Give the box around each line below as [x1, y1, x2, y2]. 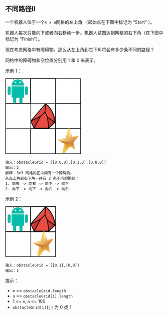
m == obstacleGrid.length [12, 287, 66, 293]
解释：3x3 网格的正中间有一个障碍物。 [5, 170, 74, 175]
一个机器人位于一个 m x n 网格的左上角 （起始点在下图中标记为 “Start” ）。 [5, 19, 155, 25]
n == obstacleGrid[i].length [12, 292, 73, 299]
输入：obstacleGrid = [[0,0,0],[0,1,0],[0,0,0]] [5, 160, 107, 165]
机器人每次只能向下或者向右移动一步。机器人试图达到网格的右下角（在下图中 [5, 30, 163, 36]
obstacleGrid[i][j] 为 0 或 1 [12, 304, 72, 310]
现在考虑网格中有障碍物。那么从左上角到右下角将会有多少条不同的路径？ [5, 47, 154, 53]
